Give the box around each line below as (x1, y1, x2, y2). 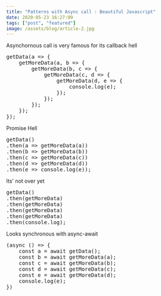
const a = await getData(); (18, 248, 101, 255)
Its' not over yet (6, 177, 45, 185)
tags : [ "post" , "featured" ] (6, 20, 76, 26)
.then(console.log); (6, 219, 67, 226)
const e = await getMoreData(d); (18, 272, 117, 279)
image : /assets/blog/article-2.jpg (6, 25, 95, 32)
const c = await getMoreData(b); (18, 260, 117, 267)
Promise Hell (6, 125, 38, 132)
